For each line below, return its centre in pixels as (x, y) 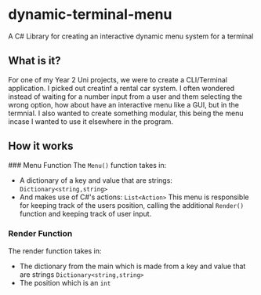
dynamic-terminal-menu (90, 15)
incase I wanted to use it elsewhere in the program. (91, 121)
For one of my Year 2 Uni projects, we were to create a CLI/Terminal (118, 79)
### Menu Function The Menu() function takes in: (87, 165)
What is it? (34, 61)
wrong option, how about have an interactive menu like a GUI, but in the (124, 104)
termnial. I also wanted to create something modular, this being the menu (126, 113)
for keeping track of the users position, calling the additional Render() (132, 205)
